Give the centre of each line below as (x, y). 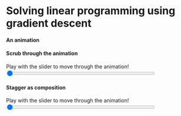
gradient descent (49, 23)
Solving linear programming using (91, 11)
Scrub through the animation (42, 54)
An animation (23, 40)
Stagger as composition (36, 87)
